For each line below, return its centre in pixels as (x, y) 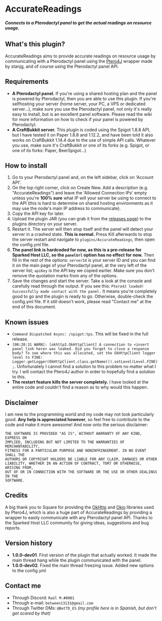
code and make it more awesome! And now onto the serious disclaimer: (77, 425)
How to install (26, 166)
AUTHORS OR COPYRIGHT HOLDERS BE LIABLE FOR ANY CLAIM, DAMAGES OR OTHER (81, 459)
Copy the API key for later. (38, 213)
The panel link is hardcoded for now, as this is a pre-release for (77, 250)
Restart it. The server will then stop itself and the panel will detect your (83, 229)
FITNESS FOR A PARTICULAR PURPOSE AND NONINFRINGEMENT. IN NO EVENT (76, 451)
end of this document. (34, 307)
